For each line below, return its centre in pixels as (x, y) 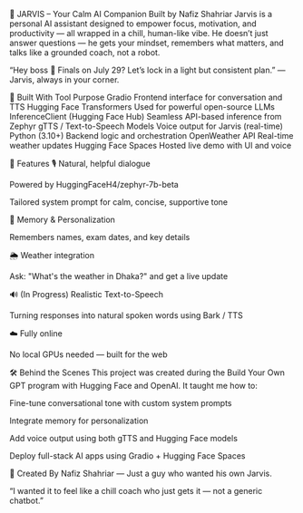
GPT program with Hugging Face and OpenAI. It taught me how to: (134, 386)
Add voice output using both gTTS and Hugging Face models (124, 438)
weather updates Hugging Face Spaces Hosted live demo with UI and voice (151, 145)
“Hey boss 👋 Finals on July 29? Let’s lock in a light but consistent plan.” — (147, 70)
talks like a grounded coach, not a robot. (85, 53)
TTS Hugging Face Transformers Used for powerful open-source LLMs (142, 107)
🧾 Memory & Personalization (63, 219)
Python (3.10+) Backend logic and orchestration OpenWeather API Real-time (151, 136)
